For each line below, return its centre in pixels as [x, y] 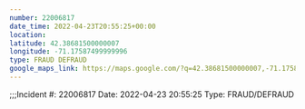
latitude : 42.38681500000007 [64, 43]
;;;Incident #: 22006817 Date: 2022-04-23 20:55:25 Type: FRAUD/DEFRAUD [152, 94]
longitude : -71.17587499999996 [69, 52]
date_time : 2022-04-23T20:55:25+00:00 [83, 26]
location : [28, 35]
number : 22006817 [42, 18]
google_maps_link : [44, 69]
